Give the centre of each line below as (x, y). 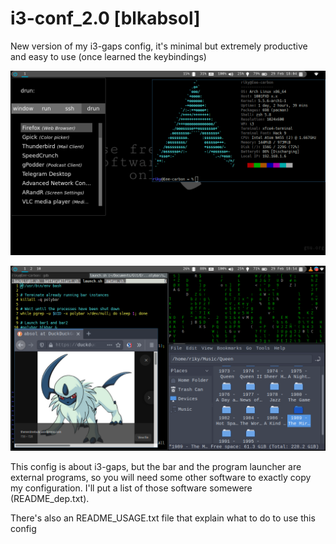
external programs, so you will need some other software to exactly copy (161, 477)
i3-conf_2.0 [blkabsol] (105, 18)
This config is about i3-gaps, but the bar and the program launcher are (156, 466)
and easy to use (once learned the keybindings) (108, 56)
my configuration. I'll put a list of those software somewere (131, 488)
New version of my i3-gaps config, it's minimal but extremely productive (159, 46)
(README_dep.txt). (50, 498)
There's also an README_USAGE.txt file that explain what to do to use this (163, 518)
